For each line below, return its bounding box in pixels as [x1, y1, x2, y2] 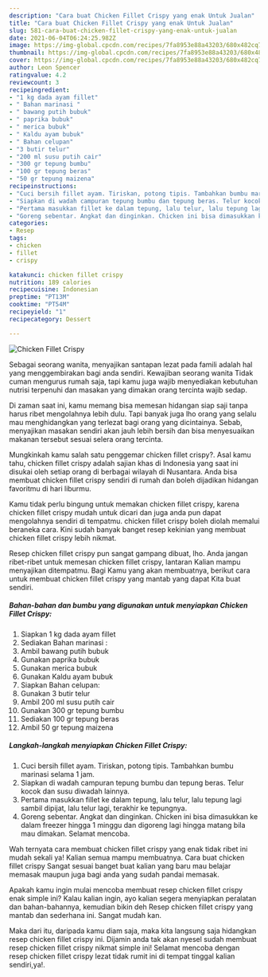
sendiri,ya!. [9, 959, 46, 969]
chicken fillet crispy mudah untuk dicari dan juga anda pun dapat [9, 507, 222, 517]
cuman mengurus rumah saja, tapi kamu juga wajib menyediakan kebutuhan [9, 376, 258, 386]
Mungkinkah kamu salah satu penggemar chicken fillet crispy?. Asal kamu [9, 450, 251, 459]
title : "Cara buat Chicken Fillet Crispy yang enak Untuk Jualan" [9, 19, 234, 27]
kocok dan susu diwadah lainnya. [20, 786, 130, 796]
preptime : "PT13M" [9, 293, 70, 301]
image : [9, 41, 31, 49]
